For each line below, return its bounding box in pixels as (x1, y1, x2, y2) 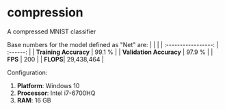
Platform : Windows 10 (16, 81, 80, 90)
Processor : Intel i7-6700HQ (16, 89, 96, 97)
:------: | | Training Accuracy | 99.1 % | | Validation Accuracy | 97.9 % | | (7, 48, 213, 56)
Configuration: (7, 68, 48, 77)
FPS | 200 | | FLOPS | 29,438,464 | (7, 55, 105, 63)
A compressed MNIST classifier (7, 27, 96, 36)
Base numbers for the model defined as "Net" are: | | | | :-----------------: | (7, 40, 219, 49)
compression (7, 5, 83, 20)
